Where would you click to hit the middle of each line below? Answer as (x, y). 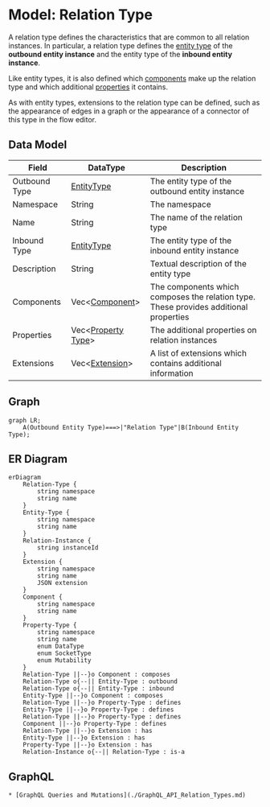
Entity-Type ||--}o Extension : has (84, 738)
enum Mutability (64, 661)
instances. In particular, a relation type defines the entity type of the (121, 45)
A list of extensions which (198, 353)
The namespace (180, 204)
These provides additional (199, 307)
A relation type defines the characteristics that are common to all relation (129, 37)
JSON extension (63, 583)
